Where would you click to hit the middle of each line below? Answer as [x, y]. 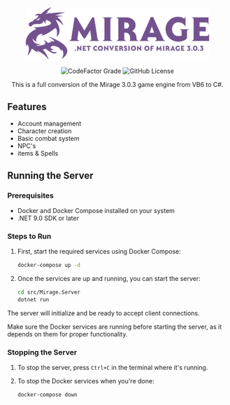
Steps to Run [29, 236]
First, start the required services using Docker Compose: [99, 252]
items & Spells [38, 153]
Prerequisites [30, 195]
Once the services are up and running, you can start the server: [109, 279]
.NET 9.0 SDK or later [48, 218]
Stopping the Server [42, 352]
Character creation [44, 131]
